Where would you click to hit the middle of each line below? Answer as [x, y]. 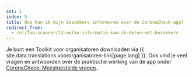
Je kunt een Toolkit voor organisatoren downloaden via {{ [75, 49]
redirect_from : [25, 27]
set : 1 [14, 11]
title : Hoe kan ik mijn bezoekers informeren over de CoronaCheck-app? [95, 22]
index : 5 [17, 17]
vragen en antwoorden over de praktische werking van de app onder [89, 62]
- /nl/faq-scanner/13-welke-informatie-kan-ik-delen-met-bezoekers [95, 33]
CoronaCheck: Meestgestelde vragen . [52, 68]
